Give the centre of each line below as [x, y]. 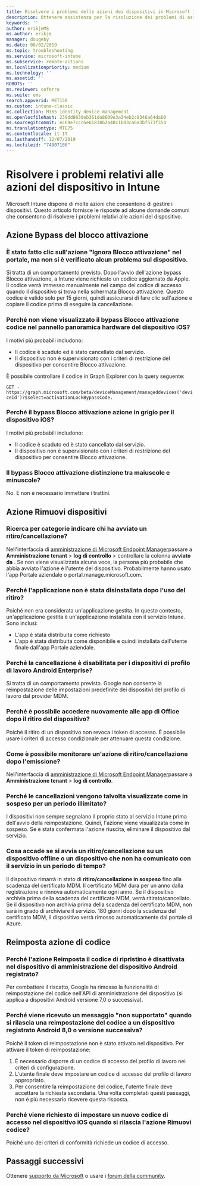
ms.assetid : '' [25, 78]
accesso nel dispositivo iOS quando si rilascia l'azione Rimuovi [99, 1122]
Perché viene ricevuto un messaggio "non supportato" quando [99, 1015]
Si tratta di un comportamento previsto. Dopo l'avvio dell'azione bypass [94, 273]
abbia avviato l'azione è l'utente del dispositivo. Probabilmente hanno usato [99, 568]
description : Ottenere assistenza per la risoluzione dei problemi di [96, 17]
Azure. [14, 924]
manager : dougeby [28, 39]
